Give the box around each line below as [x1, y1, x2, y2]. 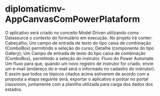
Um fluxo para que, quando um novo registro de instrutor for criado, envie [5, 61, 154, 66]
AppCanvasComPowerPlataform [5, 14, 140, 25]
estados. [5, 86, 23, 92]
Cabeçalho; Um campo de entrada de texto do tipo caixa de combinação [5, 40, 151, 46]
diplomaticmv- [5, 3, 66, 15]
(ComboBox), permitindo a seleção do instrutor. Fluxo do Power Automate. [5, 55, 155, 61]
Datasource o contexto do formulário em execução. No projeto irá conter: [5, 35, 153, 41]
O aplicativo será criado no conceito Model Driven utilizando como [5, 30, 139, 35]
